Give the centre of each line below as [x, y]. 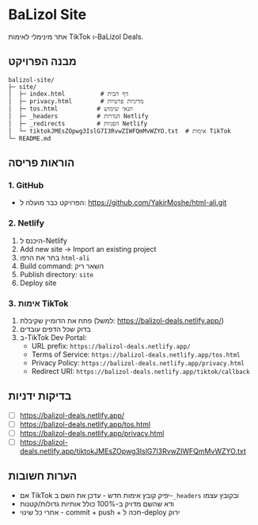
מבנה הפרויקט [42, 62]
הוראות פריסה [42, 163]
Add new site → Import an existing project [88, 249]
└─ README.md [30, 138]
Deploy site [38, 283]
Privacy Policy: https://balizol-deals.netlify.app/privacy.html [138, 363]
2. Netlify [27, 223]
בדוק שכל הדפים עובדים [55, 329]
